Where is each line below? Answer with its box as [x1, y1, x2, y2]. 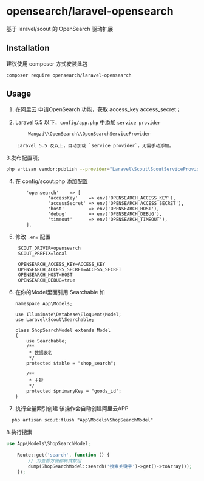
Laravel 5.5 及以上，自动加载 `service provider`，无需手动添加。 [17, 142, 174, 148]
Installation [6, 43, 50, 54]
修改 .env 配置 [15, 233, 51, 241]
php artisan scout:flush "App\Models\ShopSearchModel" [12, 417, 154, 423]
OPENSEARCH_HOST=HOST [18, 272, 73, 278]
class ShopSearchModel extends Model [15, 327, 111, 334]
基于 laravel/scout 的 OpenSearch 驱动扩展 [6, 25, 114, 32]
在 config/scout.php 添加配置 [15, 178, 88, 185]
